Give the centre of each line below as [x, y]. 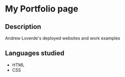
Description [23, 27]
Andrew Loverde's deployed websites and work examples [62, 38]
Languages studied [35, 53]
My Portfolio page [42, 9]
